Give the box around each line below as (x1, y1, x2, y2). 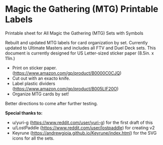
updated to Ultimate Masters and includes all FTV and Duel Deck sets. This (5, 45, 156, 51)
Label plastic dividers (12, 80, 55, 87)
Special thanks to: (5, 110, 43, 116)
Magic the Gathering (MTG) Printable (5, 3, 159, 15)
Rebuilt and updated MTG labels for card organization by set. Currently (5, 39, 148, 45)
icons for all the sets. (12, 135, 55, 141)
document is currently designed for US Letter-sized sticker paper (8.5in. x (5, 50, 154, 56)
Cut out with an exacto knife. (12, 75, 70, 81)
